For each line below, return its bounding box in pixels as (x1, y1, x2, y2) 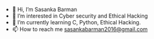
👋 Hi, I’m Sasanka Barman (12, 6, 78, 13)
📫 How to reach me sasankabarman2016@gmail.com (12, 26, 148, 33)
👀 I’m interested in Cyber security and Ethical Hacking (12, 12, 148, 19)
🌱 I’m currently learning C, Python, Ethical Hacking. (12, 19, 141, 26)
